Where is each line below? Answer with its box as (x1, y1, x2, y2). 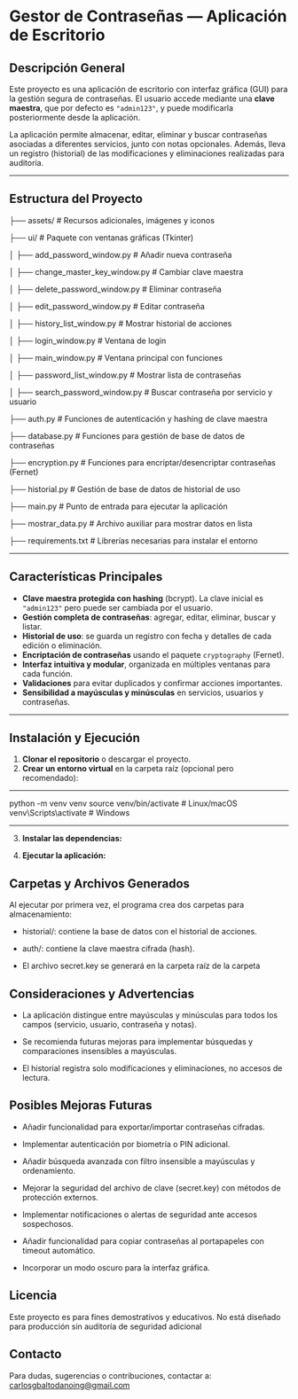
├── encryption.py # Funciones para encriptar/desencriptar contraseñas (9, 457, 277, 467)
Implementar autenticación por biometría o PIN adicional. (21, 1138, 231, 1149)
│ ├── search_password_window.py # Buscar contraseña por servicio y (9, 387, 273, 397)
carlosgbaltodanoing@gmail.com (9, 1379, 130, 1390)
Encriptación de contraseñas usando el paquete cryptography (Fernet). (21, 649, 285, 660)
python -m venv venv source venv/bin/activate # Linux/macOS (9, 798, 238, 809)
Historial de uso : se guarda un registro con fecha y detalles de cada (21, 630, 272, 641)
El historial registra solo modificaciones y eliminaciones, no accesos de (21, 1063, 283, 1074)
